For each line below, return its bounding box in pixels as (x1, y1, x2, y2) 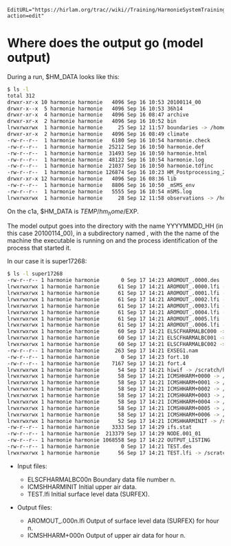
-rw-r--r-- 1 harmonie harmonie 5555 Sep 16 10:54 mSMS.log (7, 188, 192, 195)
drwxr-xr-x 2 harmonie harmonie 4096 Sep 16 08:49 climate (7, 131, 189, 138)
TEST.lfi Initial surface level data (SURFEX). (27, 490, 150, 498)
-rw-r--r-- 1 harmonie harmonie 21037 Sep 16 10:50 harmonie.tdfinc (7, 162, 214, 170)
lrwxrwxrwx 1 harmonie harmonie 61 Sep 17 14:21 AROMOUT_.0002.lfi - (7, 296, 226, 303)
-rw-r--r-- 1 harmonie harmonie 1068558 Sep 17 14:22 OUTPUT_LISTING (7, 437, 211, 444)
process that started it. (7, 244, 71, 252)
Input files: (16, 461, 47, 470)
